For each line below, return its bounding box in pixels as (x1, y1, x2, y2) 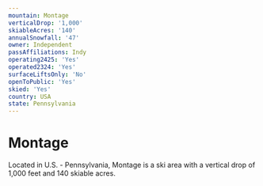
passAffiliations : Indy (8, 48, 87, 56)
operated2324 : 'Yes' (8, 63, 77, 71)
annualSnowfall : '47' (8, 33, 80, 42)
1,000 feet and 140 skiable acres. (8, 169, 116, 178)
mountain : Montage (8, 11, 69, 20)
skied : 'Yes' (8, 85, 51, 93)
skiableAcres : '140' (8, 26, 77, 34)
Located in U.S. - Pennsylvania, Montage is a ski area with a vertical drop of (8, 160, 256, 170)
